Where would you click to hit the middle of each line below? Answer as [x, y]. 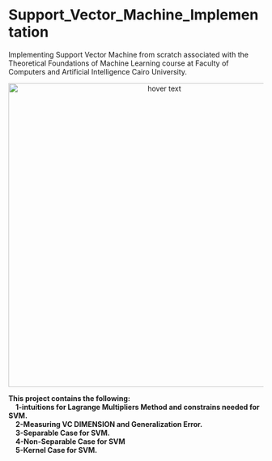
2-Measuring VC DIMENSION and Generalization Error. [109, 424]
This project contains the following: [70, 398]
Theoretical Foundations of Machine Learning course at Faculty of [119, 63]
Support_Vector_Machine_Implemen [134, 15]
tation [29, 32]
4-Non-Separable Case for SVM [70, 441]
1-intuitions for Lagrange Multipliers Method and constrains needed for [138, 407]
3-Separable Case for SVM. [63, 433]
